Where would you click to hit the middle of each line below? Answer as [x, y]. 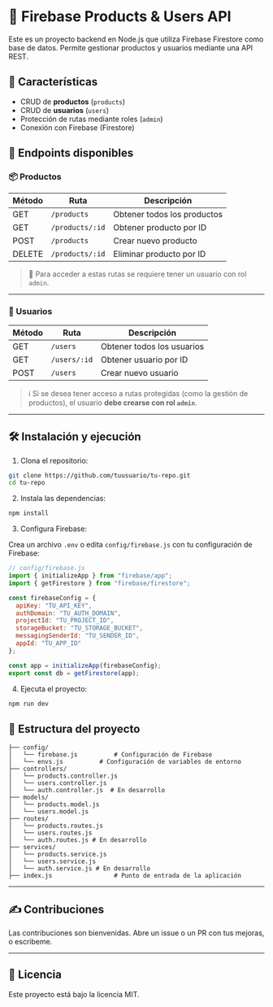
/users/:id [72, 360]
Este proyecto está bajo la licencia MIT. [74, 994]
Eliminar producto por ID [160, 254]
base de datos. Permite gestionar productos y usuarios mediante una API [131, 47]
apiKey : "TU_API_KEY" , [54, 605]
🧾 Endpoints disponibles [71, 153]
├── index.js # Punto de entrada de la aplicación [125, 876]
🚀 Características [53, 82]
